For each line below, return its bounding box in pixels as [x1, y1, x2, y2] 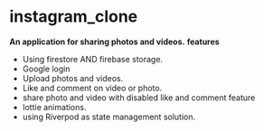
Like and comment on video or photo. [22, 82, 163, 93]
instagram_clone [9, 6, 138, 27]
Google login [22, 63, 71, 74]
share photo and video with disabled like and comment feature [22, 92, 256, 103]
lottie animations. [22, 101, 87, 112]
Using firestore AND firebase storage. [22, 53, 164, 64]
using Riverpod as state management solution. [22, 111, 196, 122]
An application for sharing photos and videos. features [9, 36, 220, 47]
